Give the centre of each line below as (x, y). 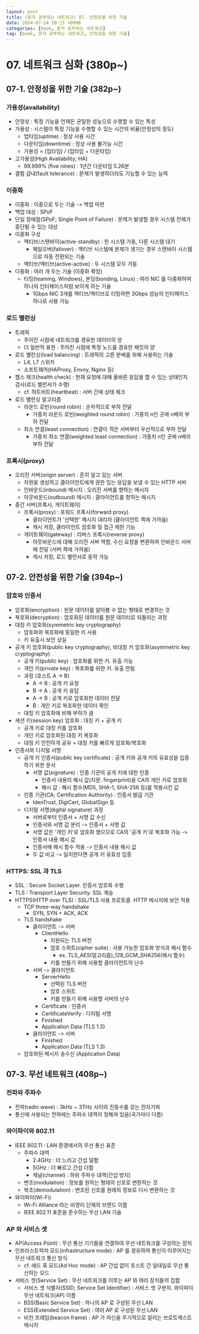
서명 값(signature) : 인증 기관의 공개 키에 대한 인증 (91, 772)
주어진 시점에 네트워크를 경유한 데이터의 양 (73, 339)
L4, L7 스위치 (39, 362)
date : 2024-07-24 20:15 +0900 (44, 23)
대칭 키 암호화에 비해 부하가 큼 (59, 713)
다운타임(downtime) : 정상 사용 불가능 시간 (73, 144)
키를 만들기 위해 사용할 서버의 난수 (90, 998)
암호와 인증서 (24, 596)
